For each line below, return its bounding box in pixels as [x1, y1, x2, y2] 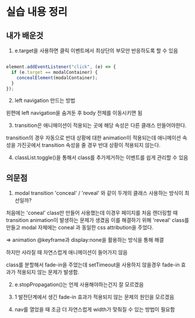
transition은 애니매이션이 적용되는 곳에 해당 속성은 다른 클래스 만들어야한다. [14, 122, 187, 129]
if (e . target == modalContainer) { [11, 69, 98, 75]
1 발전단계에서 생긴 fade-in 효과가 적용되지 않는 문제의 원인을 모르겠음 [14, 293, 175, 300]
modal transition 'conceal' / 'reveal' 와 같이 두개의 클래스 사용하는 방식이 [14, 190, 184, 197]
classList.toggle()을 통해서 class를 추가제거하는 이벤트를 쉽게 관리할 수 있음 [14, 154, 189, 161]
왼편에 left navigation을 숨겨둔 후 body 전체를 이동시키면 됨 [6, 110, 143, 117]
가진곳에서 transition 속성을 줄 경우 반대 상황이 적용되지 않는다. [16, 142, 161, 149]
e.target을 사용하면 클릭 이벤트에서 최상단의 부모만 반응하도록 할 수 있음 [14, 47, 178, 54]
